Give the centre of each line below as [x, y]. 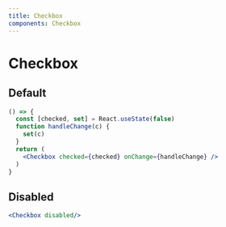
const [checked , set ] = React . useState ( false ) [95, 119]
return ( [30, 149]
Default [27, 93]
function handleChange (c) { [63, 127]
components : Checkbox [45, 23]
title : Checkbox [36, 16]
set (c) [34, 134]
